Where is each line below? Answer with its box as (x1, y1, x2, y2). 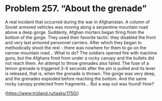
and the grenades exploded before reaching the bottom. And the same (5, 76, 147, 82)
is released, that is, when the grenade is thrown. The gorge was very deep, (5, 70, 156, 76)
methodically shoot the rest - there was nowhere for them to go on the (5, 45, 146, 50)
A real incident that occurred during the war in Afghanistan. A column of (5, 19, 150, 25)
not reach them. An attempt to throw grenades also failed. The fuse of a (5, 60, 149, 66)
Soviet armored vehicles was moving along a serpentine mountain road (5, 24, 148, 30)
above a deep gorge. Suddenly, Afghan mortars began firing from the (5, 29, 144, 35)
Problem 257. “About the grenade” (5, 3, 147, 14)
